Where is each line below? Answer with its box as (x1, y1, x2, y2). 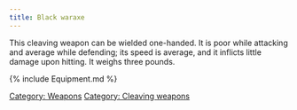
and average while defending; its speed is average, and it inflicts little (9, 46, 262, 58)
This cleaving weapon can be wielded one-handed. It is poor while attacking (9, 37, 288, 48)
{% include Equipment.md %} (9, 73, 118, 84)
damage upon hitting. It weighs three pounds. (9, 56, 176, 67)
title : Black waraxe (9, 12, 86, 22)
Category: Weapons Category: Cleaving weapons (9, 90, 191, 101)
